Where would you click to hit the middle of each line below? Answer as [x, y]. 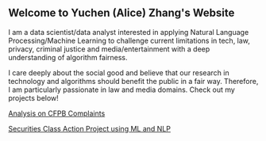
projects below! [34, 97]
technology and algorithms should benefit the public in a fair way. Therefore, [133, 81]
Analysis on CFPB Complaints [57, 113]
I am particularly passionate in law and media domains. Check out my [122, 90]
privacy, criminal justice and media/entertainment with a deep [109, 49]
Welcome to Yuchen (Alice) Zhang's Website [121, 13]
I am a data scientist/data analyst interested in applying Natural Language [129, 32]
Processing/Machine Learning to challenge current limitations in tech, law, [129, 40]
